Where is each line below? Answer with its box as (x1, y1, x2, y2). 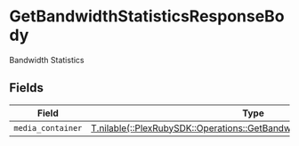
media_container (13, 123, 83, 133)
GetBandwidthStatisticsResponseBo (9, 6, 285, 27)
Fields (9, 80, 44, 95)
